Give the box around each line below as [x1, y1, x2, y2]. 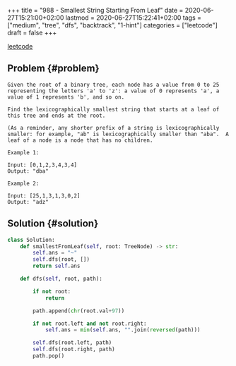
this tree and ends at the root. [7, 112, 106, 119]
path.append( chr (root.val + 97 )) [33, 307, 125, 315]
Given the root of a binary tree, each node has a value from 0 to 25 [7, 81, 220, 88]
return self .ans [33, 262, 81, 270]
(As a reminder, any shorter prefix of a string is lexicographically [7, 124, 220, 131]
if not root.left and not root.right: [33, 320, 147, 327]
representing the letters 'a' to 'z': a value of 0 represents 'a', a [7, 87, 220, 94]
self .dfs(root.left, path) [33, 339, 112, 346]
